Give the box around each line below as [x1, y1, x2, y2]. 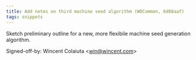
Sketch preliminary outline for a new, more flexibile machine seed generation [6, 30, 191, 37]
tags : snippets [6, 14, 43, 20]
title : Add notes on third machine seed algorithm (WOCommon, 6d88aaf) [6, 8, 184, 15]
